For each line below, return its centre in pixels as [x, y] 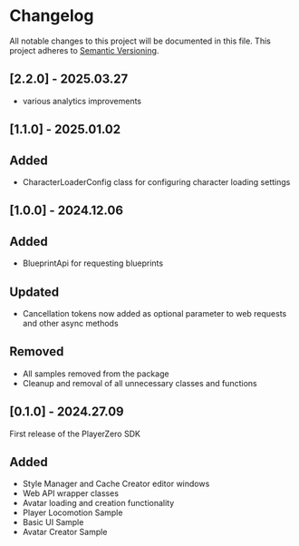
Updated [34, 292]
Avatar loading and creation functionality [98, 503]
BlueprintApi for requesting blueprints [93, 263]
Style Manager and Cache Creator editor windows [116, 484]
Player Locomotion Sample [72, 512]
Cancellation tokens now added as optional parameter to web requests [154, 313]
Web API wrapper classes [71, 493]
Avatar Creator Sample [65, 532]
